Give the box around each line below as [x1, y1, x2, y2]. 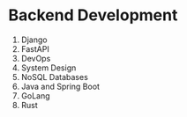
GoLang [20, 90, 50, 101]
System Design [20, 62, 77, 73]
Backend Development [8, 5, 178, 26]
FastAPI [20, 43, 49, 54]
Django [20, 34, 48, 45]
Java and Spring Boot [20, 81, 101, 91]
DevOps [20, 53, 51, 63]
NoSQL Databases [20, 71, 89, 82]
